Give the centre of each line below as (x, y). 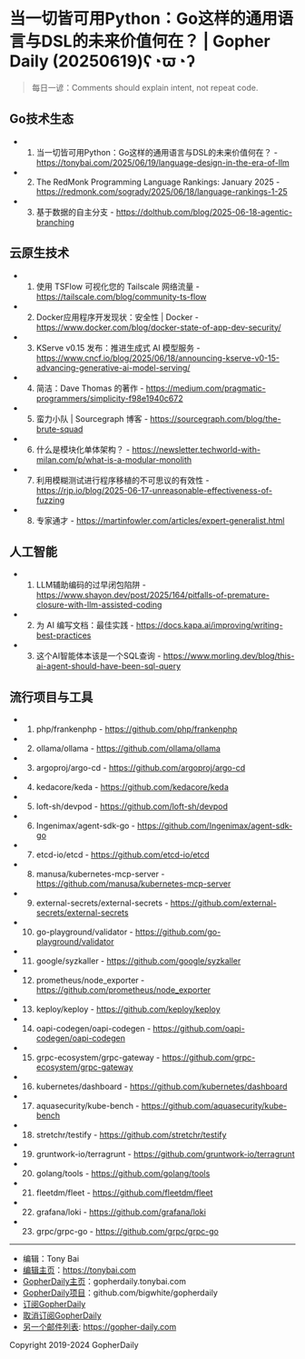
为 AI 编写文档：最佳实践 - (85, 625)
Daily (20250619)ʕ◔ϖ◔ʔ (103, 61)
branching (55, 222)
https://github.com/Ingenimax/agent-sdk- (215, 826)
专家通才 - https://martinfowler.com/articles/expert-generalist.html (160, 520)
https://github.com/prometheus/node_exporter (123, 990)
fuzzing (50, 500)
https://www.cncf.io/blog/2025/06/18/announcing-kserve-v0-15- (157, 358)
